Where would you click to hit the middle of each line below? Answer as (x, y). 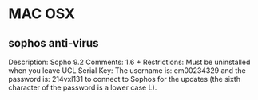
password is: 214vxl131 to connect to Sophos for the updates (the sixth (125, 79)
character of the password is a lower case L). (83, 87)
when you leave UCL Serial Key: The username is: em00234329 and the (127, 71)
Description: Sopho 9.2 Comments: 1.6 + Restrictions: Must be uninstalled (129, 62)
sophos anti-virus (54, 43)
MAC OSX (42, 14)
